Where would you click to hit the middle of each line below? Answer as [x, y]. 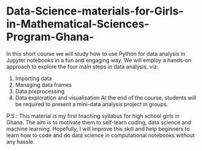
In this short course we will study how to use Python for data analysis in [96, 53]
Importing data [33, 78]
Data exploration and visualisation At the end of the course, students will [106, 98]
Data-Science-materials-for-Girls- [95, 11]
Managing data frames [43, 85]
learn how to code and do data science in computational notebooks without [101, 135]
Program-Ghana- [50, 37]
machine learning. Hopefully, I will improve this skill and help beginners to [98, 129]
